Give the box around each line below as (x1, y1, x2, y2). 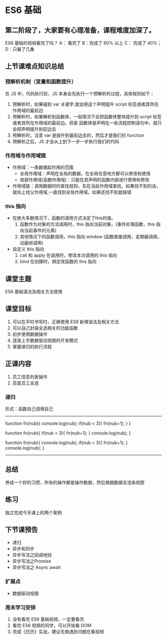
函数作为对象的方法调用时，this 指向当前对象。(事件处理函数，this (19, 221, 155, 227)
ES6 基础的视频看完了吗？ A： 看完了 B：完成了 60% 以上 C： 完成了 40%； (5, 40, 162, 46)
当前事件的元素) (24, 227, 57, 234)
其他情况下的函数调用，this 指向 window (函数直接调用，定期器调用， (19, 234, 162, 240)
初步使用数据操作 (12, 331, 48, 337)
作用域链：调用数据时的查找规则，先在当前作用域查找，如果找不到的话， (12, 183, 161, 189)
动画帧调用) (19, 240, 44, 246)
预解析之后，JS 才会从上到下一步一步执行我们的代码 (12, 138, 119, 144)
